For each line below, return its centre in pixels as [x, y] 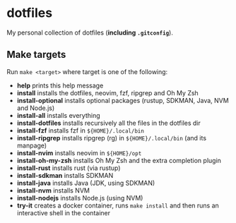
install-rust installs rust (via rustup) [69, 168]
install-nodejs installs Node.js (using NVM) [80, 198]
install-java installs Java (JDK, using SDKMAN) [86, 183]
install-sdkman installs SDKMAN [65, 175]
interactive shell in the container [64, 212]
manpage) [32, 145]
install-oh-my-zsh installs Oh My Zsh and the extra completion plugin [119, 160]
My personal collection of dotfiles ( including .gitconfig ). [90, 32]
